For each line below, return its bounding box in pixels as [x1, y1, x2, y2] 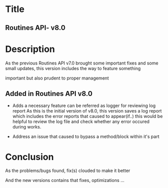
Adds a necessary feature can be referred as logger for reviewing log [12, 102, 156, 108]
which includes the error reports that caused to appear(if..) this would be [12, 113, 163, 119]
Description [5, 43, 55, 54]
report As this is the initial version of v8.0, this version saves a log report [12, 108, 162, 114]
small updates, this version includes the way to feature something [5, 65, 141, 71]
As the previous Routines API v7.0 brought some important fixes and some [5, 60, 159, 66]
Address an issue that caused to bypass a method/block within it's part [12, 133, 159, 139]
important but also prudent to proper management [5, 75, 109, 81]
